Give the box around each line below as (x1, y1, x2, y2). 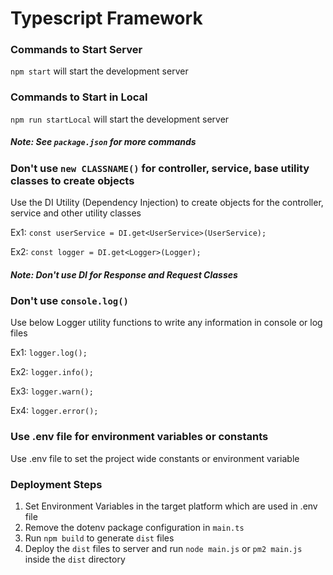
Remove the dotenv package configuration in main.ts (24, 522, 245, 534)
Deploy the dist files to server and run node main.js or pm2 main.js (24, 543, 303, 555)
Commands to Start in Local (10, 90, 148, 104)
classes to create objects (10, 173, 135, 187)
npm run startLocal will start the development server (10, 113, 230, 125)
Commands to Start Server (10, 43, 143, 57)
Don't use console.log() (10, 294, 129, 308)
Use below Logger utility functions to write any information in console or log (10, 317, 323, 329)
